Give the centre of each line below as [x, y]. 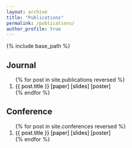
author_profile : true [34, 29]
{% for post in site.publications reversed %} [70, 80]
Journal [21, 65]
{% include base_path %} [38, 46]
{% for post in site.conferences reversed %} [71, 126]
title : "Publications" [35, 18]
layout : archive [27, 12]
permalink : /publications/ [40, 23]
